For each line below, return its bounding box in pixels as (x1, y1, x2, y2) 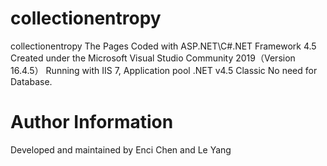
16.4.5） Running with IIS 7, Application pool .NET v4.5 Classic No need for (10, 64, 318, 76)
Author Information (10, 111, 174, 134)
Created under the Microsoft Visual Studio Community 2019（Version (10, 52, 296, 64)
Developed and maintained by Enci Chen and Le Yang (10, 143, 232, 156)
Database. (10, 75, 53, 87)
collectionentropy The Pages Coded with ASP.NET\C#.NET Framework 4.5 (10, 40, 317, 52)
